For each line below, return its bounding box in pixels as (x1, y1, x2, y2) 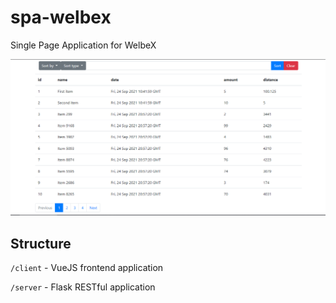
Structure (10, 235, 72, 252)
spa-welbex (10, 6, 112, 29)
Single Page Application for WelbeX (10, 39, 157, 51)
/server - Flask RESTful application (10, 281, 156, 293)
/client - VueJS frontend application (10, 262, 164, 274)
